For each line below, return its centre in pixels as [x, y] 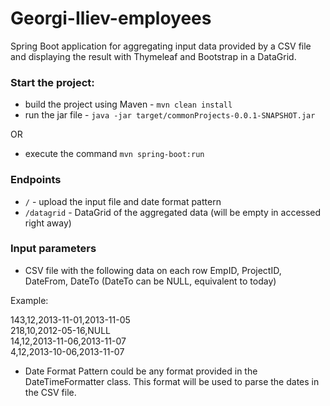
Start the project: [52, 82]
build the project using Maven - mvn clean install [128, 104]
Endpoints [36, 180]
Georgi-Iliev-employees [111, 18]
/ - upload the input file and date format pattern [123, 201]
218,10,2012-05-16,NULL [60, 330]
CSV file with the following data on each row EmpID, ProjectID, [153, 270]
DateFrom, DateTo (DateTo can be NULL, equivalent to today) [150, 281]
